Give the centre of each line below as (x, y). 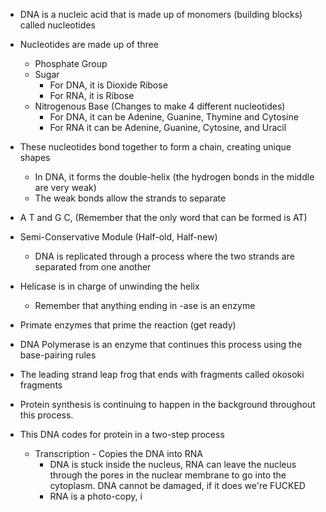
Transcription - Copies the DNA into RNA (118, 453)
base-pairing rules (58, 355)
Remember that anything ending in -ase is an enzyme (145, 305)
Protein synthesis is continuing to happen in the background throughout (167, 404)
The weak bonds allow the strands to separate (130, 198)
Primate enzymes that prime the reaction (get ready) (128, 325)
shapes (35, 157)
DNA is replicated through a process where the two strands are (164, 256)
